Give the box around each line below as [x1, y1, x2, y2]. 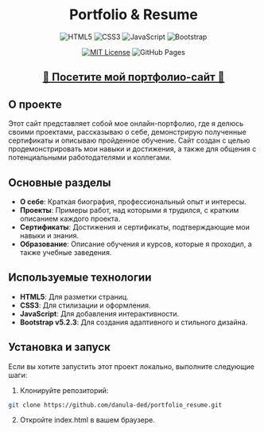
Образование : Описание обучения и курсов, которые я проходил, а [19, 239, 252, 249]
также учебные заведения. [19, 247, 112, 257]
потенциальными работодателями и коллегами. [8, 153, 173, 163]
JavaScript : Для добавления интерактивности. [19, 308, 180, 318]
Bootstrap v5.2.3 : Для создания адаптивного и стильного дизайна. [19, 317, 248, 327]
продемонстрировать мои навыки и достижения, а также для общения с [8, 144, 257, 154]
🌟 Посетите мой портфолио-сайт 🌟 [42, 70, 225, 84]
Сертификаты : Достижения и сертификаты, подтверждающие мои [19, 222, 250, 232]
